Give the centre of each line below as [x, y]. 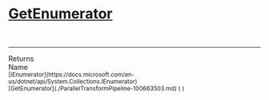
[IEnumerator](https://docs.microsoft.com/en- [71, 75]
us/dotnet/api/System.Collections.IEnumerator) [73, 81]
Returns [21, 58]
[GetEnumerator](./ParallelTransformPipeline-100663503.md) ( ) [96, 88]
